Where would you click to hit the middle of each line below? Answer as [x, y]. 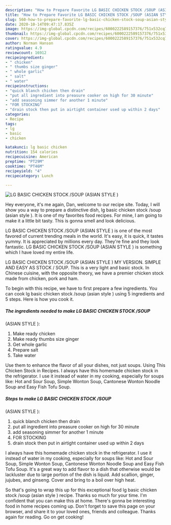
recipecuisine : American [32, 157]
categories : [18, 115]
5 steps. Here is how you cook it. [40, 299]
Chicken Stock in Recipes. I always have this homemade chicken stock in [82, 371]
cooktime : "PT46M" [25, 166]
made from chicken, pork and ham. [42, 279]
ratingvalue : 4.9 [24, 48]
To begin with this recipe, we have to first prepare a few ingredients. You [81, 288]
